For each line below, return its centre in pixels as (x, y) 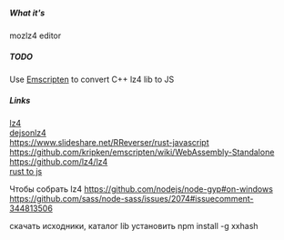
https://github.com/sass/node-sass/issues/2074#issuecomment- (132, 198)
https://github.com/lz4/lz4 (59, 161)
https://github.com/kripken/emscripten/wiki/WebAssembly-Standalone (142, 152)
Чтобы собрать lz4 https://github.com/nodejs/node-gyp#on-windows (141, 189)
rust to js (26, 171)
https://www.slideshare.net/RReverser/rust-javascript (109, 142)
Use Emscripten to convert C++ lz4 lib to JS (92, 79)
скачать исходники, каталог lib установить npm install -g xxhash (134, 225)
